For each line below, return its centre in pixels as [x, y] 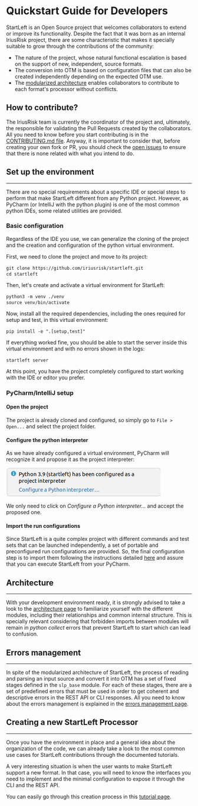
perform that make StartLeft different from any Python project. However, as [97, 198]
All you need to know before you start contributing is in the [77, 134]
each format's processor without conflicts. [66, 89]
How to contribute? [42, 108]
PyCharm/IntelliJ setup [40, 393]
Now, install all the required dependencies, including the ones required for [96, 313]
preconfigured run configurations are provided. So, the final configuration [95, 552]
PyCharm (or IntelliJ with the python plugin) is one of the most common [93, 204]
